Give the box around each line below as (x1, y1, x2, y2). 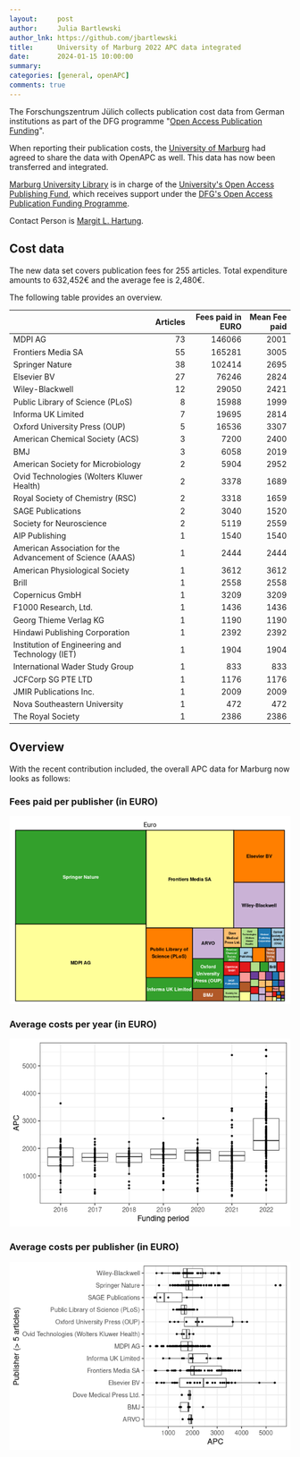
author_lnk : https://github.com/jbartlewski (9, 33, 178, 42)
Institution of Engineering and (12, 640, 122, 651)
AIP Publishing (12, 531, 67, 541)
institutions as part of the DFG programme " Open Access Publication (9, 115, 263, 126)
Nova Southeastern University (12, 699, 123, 710)
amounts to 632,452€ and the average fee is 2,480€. (9, 274, 205, 285)
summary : (9, 62, 42, 71)
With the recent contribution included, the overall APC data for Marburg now (9, 763, 290, 774)
